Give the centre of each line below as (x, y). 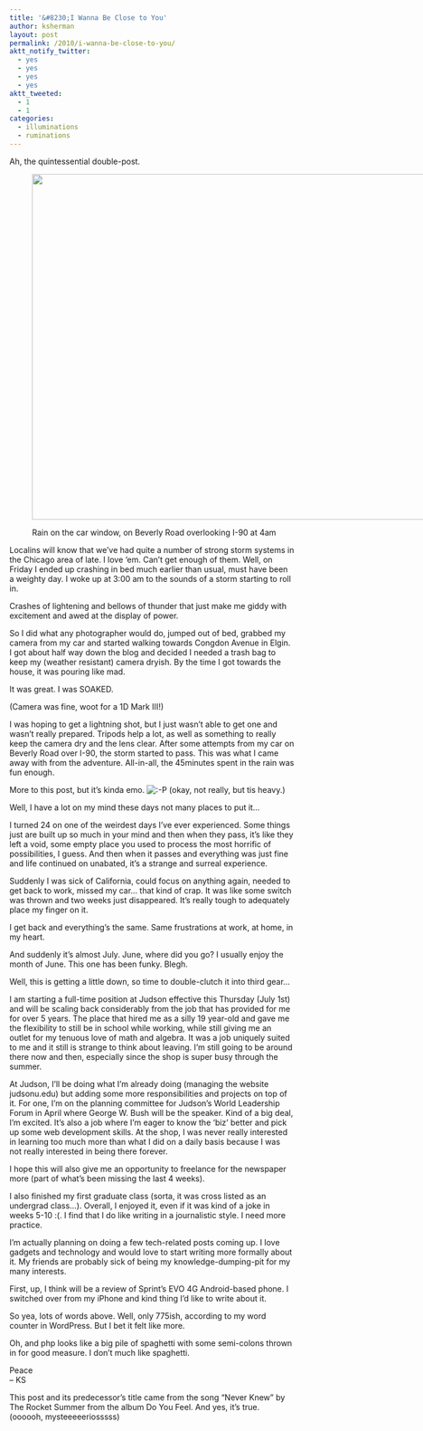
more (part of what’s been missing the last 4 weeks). (107, 1178)
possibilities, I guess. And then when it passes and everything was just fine (149, 854)
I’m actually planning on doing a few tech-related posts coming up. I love (145, 1242)
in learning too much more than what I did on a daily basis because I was (145, 1141)
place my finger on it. (49, 910)
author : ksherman (42, 26)
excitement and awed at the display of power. (94, 615)
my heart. (27, 937)
